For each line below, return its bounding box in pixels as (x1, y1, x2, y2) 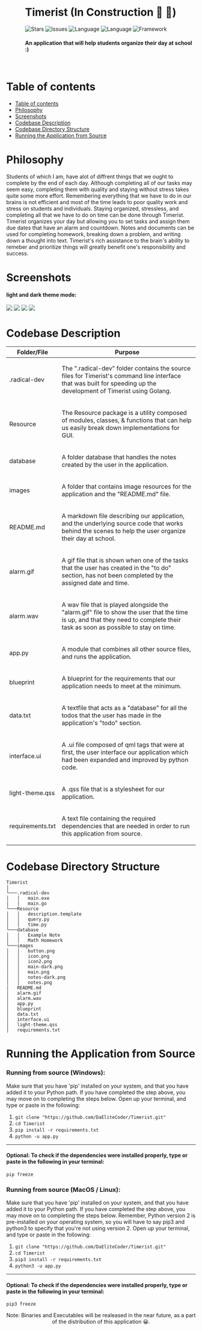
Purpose (115, 348, 140, 357)
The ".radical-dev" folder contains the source (61, 364, 191, 373)
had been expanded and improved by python (61, 756, 189, 764)
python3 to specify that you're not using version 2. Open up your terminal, (6, 1225, 190, 1232)
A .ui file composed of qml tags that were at (61, 741, 185, 749)
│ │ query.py (6, 917, 50, 923)
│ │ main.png (6, 969, 50, 975)
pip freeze (6, 1171, 34, 1177)
